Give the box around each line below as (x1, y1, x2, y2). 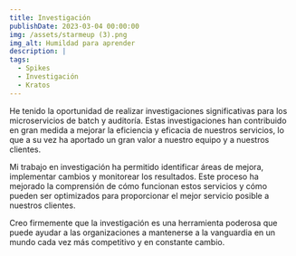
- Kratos (17, 81, 51, 90)
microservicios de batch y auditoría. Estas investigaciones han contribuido (9, 115, 287, 126)
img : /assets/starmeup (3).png (9, 30, 128, 39)
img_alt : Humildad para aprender (9, 38, 136, 48)
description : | (9, 47, 67, 56)
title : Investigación (9, 13, 91, 23)
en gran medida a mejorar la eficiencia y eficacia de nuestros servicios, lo (9, 124, 285, 136)
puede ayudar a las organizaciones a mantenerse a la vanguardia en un (9, 227, 276, 238)
